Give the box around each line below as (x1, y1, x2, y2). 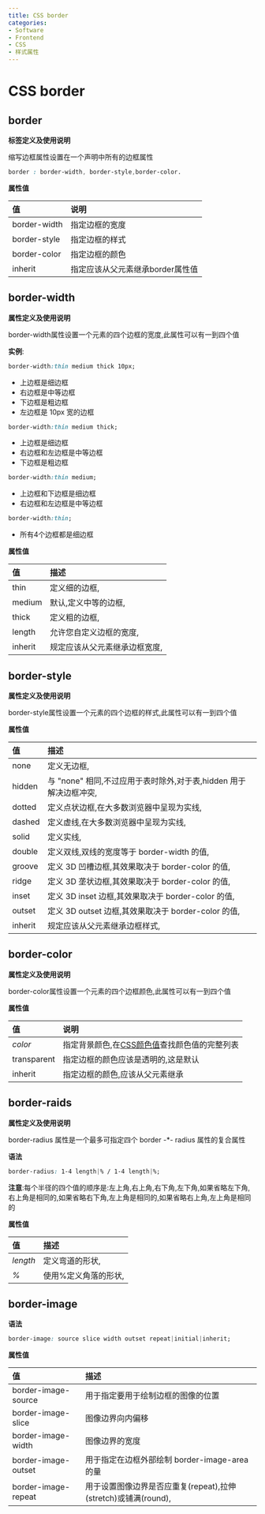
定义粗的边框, (50, 613, 100, 624)
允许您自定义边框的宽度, (50, 627, 140, 638)
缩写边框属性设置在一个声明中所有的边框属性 (8, 152, 154, 162)
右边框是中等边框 (19, 388, 76, 397)
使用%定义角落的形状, (43, 1270, 125, 1281)
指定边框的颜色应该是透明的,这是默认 (62, 1054, 200, 1065)
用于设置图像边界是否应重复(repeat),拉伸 (85, 1481, 237, 1492)
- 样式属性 (8, 48, 39, 56)
